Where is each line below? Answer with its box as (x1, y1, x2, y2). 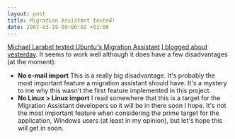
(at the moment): (7, 58, 57, 66)
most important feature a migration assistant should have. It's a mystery (17, 79, 228, 87)
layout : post (7, 10, 46, 18)
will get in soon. (17, 124, 64, 133)
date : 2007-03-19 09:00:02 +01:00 (7, 23, 110, 30)
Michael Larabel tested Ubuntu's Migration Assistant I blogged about (7, 43, 208, 52)
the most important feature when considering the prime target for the (17, 109, 219, 117)
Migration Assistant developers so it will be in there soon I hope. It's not (17, 102, 227, 110)
